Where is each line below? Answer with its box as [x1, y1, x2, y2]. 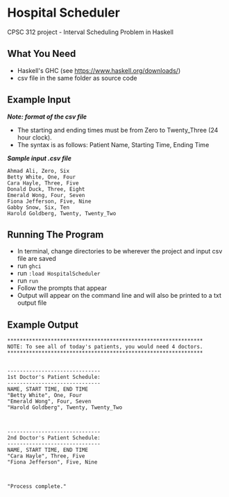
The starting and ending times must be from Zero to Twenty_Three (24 [17, 126, 219, 134]
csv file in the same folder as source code [17, 74, 137, 82]
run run [17, 276, 39, 285]
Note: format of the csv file [7, 112, 87, 121]
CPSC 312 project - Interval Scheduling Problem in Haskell [7, 28, 173, 36]
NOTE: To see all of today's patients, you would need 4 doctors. [7, 344, 203, 351]
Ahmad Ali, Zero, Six [7, 167, 70, 174]
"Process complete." [7, 483, 67, 490]
